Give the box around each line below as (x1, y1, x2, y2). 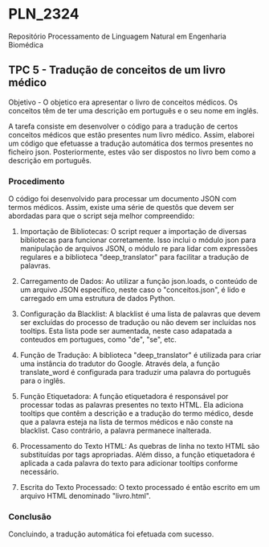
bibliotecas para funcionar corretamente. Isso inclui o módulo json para (19, 235, 256, 245)
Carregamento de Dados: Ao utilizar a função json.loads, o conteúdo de (19, 277, 258, 286)
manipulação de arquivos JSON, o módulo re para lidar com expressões (19, 244, 259, 253)
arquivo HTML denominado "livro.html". (19, 491, 151, 501)
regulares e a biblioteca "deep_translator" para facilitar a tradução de (19, 253, 249, 262)
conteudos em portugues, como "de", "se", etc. (19, 335, 177, 344)
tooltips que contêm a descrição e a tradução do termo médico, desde (19, 409, 254, 418)
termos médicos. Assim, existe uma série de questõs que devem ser (8, 203, 234, 212)
